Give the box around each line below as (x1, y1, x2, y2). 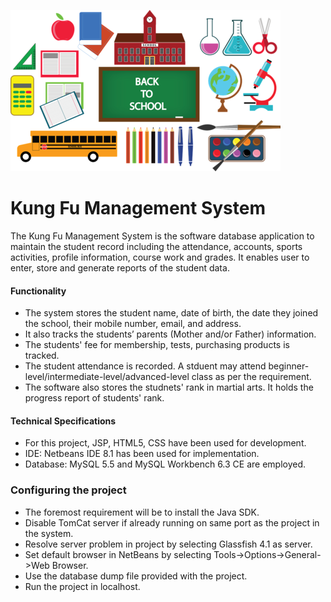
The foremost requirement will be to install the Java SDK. (24, 506, 260, 518)
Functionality (10, 285, 67, 297)
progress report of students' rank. (24, 392, 165, 404)
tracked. (24, 350, 60, 362)
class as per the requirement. (191, 371, 312, 383)
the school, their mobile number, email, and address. (24, 318, 242, 330)
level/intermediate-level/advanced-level (24, 371, 190, 383)
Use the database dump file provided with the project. (24, 570, 248, 582)
